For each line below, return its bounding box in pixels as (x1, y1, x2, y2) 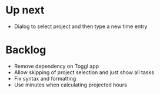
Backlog (5, 43, 46, 57)
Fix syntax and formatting (14, 75, 76, 82)
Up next (5, 4, 45, 17)
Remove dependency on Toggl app (14, 62, 99, 69)
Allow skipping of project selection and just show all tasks (14, 68, 154, 76)
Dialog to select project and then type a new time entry (14, 23, 148, 30)
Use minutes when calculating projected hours (14, 81, 127, 88)
